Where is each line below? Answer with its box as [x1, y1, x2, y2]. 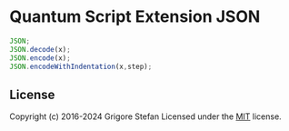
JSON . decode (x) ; [9, 45, 71, 54]
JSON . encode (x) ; [9, 53, 71, 63]
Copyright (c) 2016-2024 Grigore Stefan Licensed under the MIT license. [9, 111, 282, 122]
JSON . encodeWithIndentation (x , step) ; [9, 62, 153, 71]
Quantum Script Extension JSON [9, 6, 261, 27]
